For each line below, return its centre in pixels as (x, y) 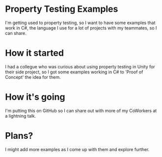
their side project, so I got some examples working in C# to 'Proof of (74, 72)
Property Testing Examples (62, 9)
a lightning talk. (21, 116)
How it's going (35, 97)
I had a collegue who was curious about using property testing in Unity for (80, 66)
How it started (35, 53)
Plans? (19, 136)
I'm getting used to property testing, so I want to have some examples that (80, 23)
